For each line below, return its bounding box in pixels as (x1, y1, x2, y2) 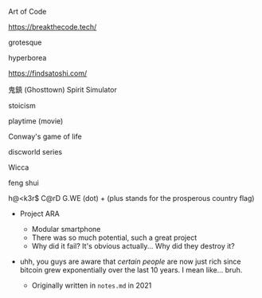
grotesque (8, 37, 42, 47)
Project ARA (19, 209, 60, 218)
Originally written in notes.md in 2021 (31, 280, 152, 290)
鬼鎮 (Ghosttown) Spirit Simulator (8, 85, 118, 94)
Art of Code (8, 7, 47, 16)
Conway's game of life (8, 131, 82, 141)
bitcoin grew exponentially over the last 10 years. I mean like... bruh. (19, 265, 243, 274)
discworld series (8, 147, 62, 156)
